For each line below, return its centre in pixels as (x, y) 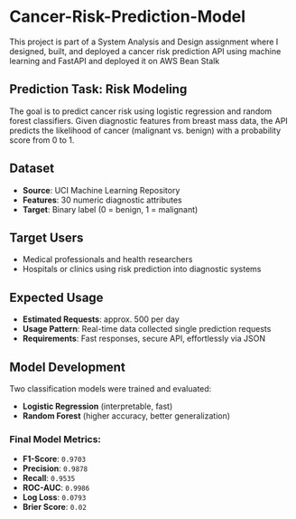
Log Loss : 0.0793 (54, 497)
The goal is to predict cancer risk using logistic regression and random (141, 111)
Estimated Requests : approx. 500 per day (101, 319)
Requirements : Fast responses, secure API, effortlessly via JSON (144, 339)
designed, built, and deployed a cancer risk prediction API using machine (145, 51)
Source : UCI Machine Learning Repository (101, 190)
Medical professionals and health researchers (107, 259)
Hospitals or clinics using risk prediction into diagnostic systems (142, 269)
